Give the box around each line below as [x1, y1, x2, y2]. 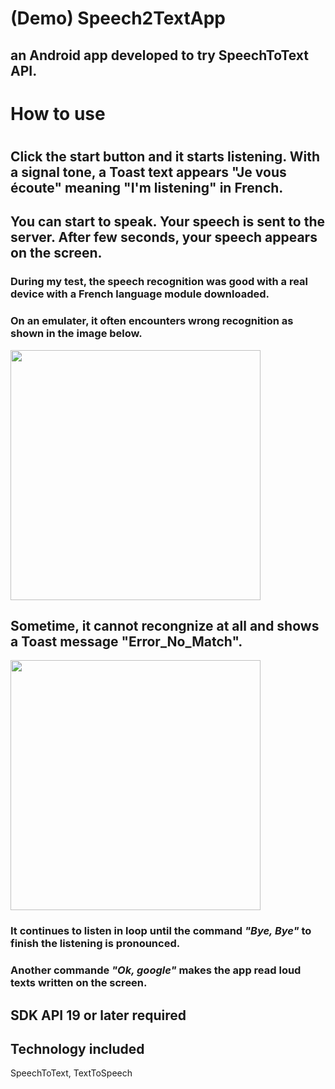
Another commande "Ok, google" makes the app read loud [10, 963, 302, 977]
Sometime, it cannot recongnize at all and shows [10, 617, 320, 634]
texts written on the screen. [10, 976, 148, 990]
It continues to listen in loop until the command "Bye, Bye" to [10, 924, 312, 938]
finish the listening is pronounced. [10, 937, 181, 951]
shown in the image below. [10, 327, 143, 341]
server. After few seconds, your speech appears [10, 229, 318, 246]
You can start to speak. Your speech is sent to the [10, 213, 325, 231]
